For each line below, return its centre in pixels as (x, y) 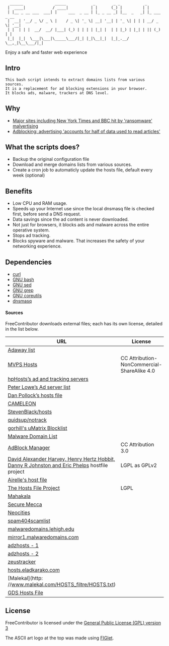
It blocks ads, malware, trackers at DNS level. (57, 93)
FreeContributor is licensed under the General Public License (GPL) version (83, 623)
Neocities (19, 513)
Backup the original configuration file (51, 159)
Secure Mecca (25, 504)
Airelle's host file (27, 480)
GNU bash (23, 280)
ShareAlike (133, 371)
